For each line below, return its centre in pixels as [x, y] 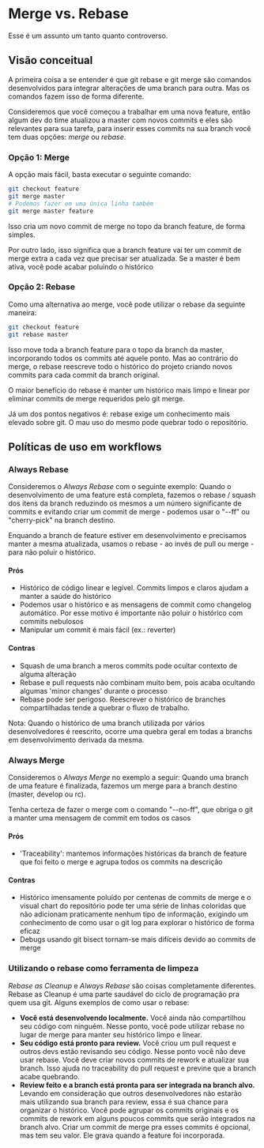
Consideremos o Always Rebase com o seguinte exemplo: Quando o [120, 487]
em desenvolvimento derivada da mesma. [76, 740]
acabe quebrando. [50, 1076]
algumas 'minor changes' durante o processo [94, 691]
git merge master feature [51, 211]
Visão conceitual [51, 60]
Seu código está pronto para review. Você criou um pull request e [128, 1043]
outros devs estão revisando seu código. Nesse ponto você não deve [132, 1051]
